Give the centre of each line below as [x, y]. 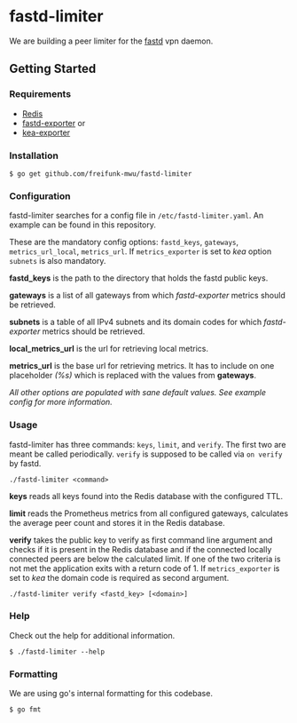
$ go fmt [25, 710]
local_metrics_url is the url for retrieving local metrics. [109, 349]
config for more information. [61, 402]
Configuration [40, 195]
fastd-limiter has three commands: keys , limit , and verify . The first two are [148, 444]
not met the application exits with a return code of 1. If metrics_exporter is [145, 568]
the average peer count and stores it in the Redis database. [117, 522]
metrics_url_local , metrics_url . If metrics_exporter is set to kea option [141, 251]
